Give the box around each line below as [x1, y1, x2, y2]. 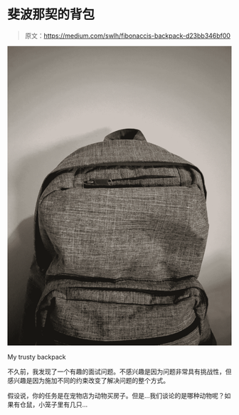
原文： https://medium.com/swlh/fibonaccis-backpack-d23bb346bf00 [24, 31, 231, 40]
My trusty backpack [7, 352, 66, 361]
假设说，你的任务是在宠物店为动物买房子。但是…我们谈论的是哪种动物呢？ [7, 391, 225, 399]
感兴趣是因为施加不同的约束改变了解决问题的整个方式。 [7, 376, 169, 384]
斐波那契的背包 [7, 6, 95, 23]
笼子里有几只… [44, 400, 88, 409]
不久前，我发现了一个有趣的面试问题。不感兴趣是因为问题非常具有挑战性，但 [7, 367, 232, 376]
